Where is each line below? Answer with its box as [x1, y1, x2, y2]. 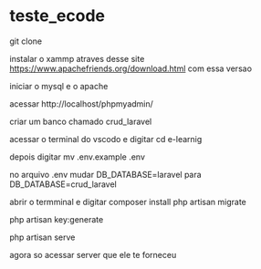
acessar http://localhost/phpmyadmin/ [9, 98, 153, 109]
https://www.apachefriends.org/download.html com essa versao [9, 63, 253, 74]
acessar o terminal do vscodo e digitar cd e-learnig [9, 133, 203, 144]
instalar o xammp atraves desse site [9, 53, 145, 64]
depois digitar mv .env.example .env [9, 151, 146, 162]
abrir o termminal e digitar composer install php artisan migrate [9, 196, 246, 207]
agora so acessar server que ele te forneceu [9, 249, 177, 260]
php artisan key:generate [9, 213, 104, 224]
